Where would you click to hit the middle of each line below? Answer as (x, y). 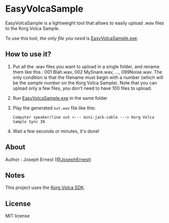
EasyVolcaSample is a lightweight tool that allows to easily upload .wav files (85, 23)
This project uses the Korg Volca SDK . (45, 188)
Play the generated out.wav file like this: (54, 108)
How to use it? (28, 54)
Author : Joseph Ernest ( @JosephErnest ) (48, 159)
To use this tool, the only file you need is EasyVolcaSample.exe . (72, 38)
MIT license (18, 216)
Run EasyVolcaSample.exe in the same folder (60, 98)
